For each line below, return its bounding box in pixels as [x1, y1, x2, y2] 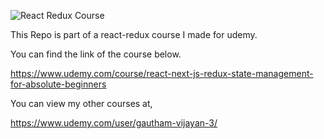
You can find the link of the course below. [10, 48, 182, 60]
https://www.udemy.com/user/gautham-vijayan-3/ [10, 117, 218, 129]
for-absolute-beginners [10, 78, 107, 90]
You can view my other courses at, [10, 98, 153, 109]
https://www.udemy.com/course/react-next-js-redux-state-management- [10, 68, 314, 79]
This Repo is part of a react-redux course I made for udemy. [10, 29, 258, 40]
